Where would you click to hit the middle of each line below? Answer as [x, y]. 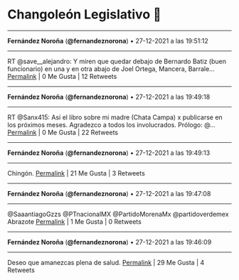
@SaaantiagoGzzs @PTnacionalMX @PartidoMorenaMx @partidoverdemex [118, 214]
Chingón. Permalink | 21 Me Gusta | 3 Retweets [76, 173]
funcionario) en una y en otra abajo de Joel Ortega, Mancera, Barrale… [111, 69]
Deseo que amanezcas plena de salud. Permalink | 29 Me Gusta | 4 [106, 262]
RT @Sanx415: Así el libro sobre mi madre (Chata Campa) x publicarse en [115, 117]
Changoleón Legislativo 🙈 [84, 15]
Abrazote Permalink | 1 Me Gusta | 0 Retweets [75, 221]
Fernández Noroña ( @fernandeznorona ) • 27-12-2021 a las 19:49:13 [109, 153]
